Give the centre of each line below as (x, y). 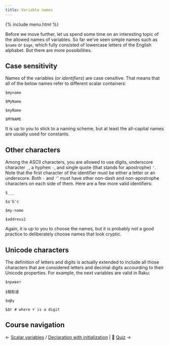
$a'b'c (12, 202)
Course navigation (35, 325)
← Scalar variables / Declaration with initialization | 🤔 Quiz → (68, 337)
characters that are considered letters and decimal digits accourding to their (85, 268)
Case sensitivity (31, 66)
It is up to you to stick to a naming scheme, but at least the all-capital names (85, 129)
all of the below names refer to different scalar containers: (66, 83)
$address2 (16, 219)
